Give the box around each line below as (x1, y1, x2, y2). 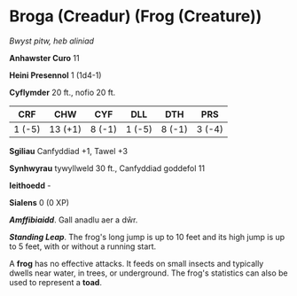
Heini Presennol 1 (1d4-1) (9, 69, 102, 81)
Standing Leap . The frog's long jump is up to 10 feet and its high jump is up (9, 231, 285, 242)
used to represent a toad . (9, 277, 102, 287)
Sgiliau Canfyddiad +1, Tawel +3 (9, 145, 129, 156)
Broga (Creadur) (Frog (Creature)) (9, 6, 262, 27)
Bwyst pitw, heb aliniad (9, 35, 95, 46)
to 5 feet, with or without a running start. (9, 241, 157, 252)
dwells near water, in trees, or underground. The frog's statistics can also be (9, 268, 288, 278)
